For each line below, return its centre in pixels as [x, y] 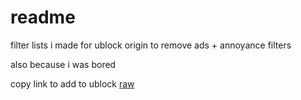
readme [43, 17]
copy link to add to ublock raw [72, 83]
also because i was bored [63, 64]
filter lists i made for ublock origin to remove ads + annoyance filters [151, 45]
